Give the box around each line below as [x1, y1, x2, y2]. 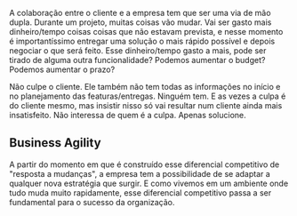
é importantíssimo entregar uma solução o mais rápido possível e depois [9, 36, 276, 46]
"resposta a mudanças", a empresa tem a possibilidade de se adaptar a [9, 168, 271, 179]
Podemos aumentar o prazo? [9, 64, 116, 75]
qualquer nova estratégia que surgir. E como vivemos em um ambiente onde [9, 178, 289, 188]
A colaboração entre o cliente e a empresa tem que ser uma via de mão [9, 8, 271, 18]
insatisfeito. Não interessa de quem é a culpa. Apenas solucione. [9, 110, 246, 120]
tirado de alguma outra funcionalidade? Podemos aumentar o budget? [9, 55, 266, 65]
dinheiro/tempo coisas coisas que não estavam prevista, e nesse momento [9, 27, 284, 36]
